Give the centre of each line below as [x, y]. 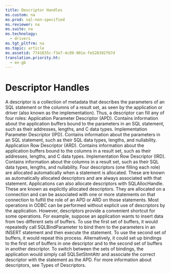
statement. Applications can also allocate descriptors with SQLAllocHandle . [84, 184]
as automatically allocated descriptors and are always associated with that [83, 178]
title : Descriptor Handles [34, 10]
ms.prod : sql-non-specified [35, 19]
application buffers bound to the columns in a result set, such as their [78, 151]
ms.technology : [21, 34]
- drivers [20, 39]
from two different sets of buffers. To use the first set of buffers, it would [82, 222]
